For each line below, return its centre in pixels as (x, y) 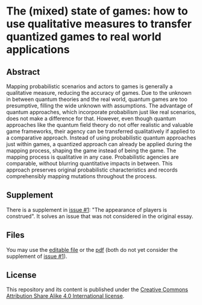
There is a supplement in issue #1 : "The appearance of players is (87, 210)
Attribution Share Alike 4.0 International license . (65, 296)
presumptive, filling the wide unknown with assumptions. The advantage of (99, 106)
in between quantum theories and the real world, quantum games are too (97, 99)
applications (38, 50)
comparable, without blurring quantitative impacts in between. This (90, 163)
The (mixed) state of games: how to (97, 11)
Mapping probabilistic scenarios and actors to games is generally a (90, 86)
